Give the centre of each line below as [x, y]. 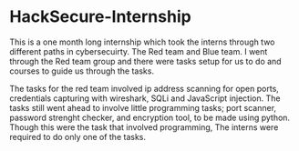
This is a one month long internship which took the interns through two [142, 42]
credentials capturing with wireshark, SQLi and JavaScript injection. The [145, 98]
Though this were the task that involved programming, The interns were [144, 127]
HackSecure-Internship [100, 17]
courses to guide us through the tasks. [82, 71]
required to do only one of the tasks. [78, 136]
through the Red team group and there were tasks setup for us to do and [145, 61]
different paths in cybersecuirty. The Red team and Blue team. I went [139, 51]
